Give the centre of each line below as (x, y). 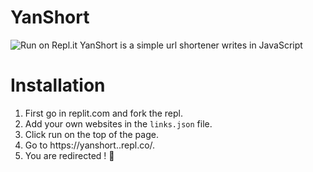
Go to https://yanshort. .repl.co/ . (90, 145)
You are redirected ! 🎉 (69, 155)
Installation (58, 85)
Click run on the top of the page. (91, 134)
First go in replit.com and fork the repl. (103, 113)
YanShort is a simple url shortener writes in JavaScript (191, 45)
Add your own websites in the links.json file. (118, 123)
